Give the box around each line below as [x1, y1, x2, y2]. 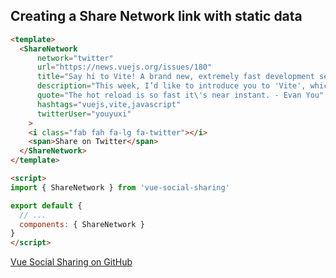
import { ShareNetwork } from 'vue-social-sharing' [10, 182, 230, 193]
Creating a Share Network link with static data [10, 8, 303, 25]
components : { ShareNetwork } [19, 219, 145, 229]
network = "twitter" [36, 53, 114, 63]
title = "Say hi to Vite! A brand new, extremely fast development [36, 72, 315, 82]
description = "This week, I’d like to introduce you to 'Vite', [36, 81, 307, 91]
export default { [10, 200, 83, 211]
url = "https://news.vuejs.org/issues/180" [36, 62, 213, 73]
